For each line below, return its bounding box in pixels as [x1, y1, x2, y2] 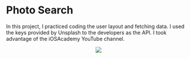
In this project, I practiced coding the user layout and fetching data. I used [6, 23, 185, 30]
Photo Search [6, 4, 73, 17]
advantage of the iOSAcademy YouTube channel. [6, 35, 125, 42]
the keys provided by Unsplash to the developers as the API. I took [6, 29, 167, 36]
